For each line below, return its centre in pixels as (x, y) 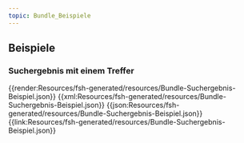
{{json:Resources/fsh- (143, 105)
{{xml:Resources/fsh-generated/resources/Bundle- (142, 97)
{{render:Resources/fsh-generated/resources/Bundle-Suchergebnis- (122, 88)
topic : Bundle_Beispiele (50, 16)
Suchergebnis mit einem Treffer (71, 70)
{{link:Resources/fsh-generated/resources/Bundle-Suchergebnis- (117, 122)
